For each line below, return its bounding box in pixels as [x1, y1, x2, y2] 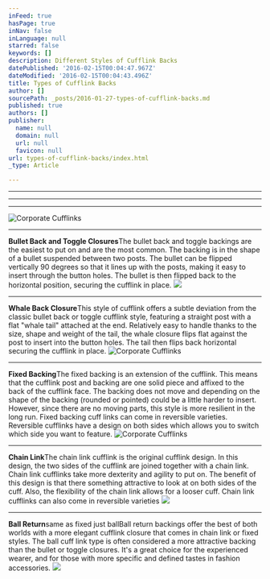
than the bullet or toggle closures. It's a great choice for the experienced [8, 545, 249, 555]
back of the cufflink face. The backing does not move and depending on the [8, 387, 260, 396]
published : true [8, 101, 63, 110]
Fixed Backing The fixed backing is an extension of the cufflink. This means [8, 370, 259, 379]
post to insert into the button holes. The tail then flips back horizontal [8, 337, 237, 347]
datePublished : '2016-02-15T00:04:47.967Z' [8, 64, 157, 72]
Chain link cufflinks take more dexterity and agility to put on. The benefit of [8, 469, 256, 479]
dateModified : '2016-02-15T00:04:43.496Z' [8, 72, 153, 80]
